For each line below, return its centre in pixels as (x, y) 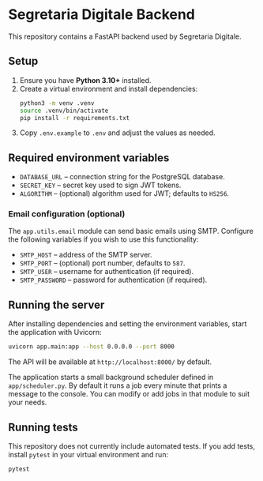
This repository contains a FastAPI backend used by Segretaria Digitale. (125, 36)
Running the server (56, 304)
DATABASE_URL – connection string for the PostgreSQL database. (122, 177)
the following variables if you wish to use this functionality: (103, 239)
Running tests (43, 427)
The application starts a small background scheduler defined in (111, 378)
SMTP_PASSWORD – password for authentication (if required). (113, 280)
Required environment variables (89, 158)
